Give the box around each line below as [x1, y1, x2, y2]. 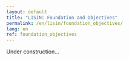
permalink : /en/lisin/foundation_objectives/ [6, 20, 123, 26]
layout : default [6, 8, 47, 15]
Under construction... [6, 48, 59, 55]
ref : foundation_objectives [6, 32, 78, 38]
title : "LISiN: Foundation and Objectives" [6, 15, 118, 21]
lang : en [6, 25, 28, 32]
